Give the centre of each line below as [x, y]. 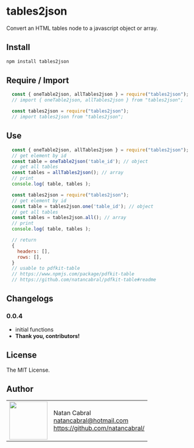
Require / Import [38, 81]
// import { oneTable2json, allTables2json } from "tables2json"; [98, 100]
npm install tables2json [38, 61]
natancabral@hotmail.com [91, 421]
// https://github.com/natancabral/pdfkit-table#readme [84, 280]
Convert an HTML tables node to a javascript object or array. [82, 28]
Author [20, 389]
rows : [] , [30, 257]
